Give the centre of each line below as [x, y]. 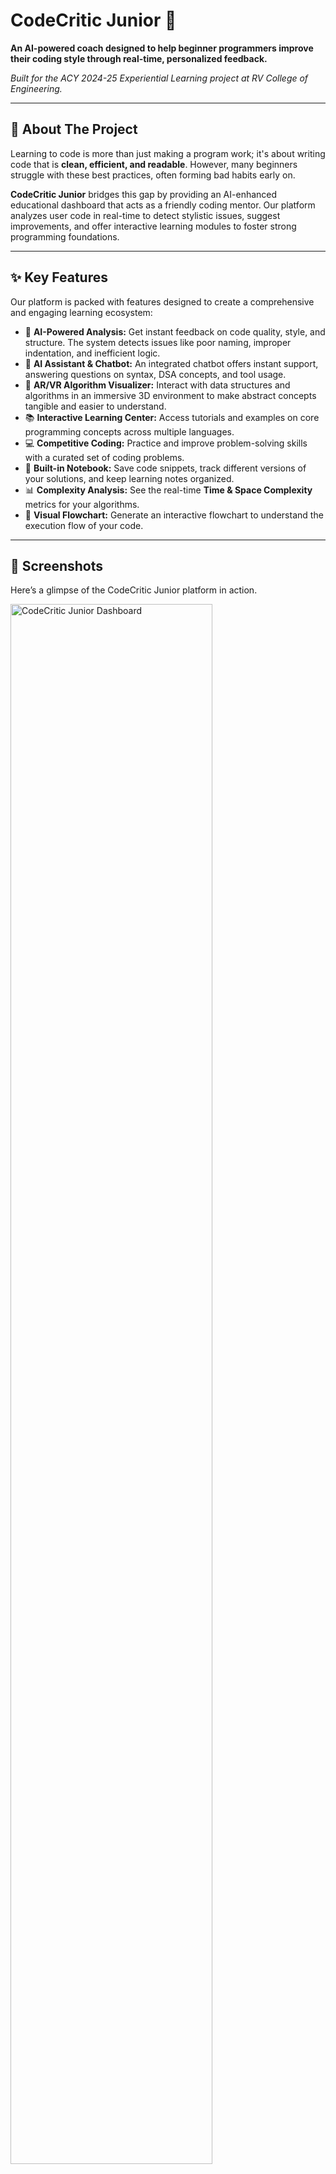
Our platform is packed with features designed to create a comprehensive [162, 301]
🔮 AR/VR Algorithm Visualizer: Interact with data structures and [157, 385]
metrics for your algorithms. [82, 504]
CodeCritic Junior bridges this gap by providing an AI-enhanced [144, 194]
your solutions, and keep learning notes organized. [129, 478]
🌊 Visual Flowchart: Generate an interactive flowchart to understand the [174, 515]
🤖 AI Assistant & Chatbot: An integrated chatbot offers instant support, [171, 363]
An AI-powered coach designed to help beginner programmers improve [162, 48]
